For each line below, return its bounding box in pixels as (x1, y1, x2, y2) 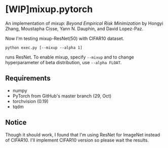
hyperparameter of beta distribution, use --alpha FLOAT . (5, 59, 122, 65)
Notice (5, 118, 27, 127)
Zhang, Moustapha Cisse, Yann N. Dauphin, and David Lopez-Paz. (5, 25, 144, 31)
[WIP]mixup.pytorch (5, 4, 93, 15)
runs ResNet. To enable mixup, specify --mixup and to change (5, 54, 134, 60)
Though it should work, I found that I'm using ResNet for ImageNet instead (5, 131, 160, 137)
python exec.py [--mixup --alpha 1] (5, 45, 82, 50)
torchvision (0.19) (12, 98, 49, 104)
